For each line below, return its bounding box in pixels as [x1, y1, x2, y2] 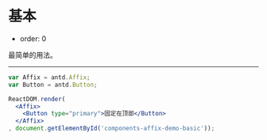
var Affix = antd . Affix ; [8, 73, 91, 81]
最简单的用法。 [8, 50, 57, 59]
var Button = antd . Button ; [8, 81, 98, 89]
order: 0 [19, 33, 47, 44]
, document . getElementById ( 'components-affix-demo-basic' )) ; [8, 124, 215, 133]
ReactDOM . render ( [8, 95, 66, 103]
